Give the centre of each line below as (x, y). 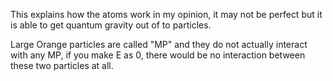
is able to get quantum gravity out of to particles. (111, 25)
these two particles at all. (62, 65)
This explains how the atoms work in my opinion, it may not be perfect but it (166, 14)
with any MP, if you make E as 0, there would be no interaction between (158, 55)
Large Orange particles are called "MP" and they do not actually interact (159, 44)
